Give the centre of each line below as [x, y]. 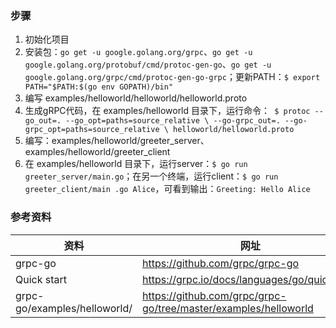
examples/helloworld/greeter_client [97, 152]
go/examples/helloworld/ [74, 308]
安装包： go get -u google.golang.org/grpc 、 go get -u [138, 52]
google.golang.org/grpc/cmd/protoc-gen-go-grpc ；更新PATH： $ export [172, 77]
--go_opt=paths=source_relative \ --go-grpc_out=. [173, 121]
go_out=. [43, 121]
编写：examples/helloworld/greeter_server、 [117, 141]
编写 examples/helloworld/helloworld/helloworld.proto [136, 98]
